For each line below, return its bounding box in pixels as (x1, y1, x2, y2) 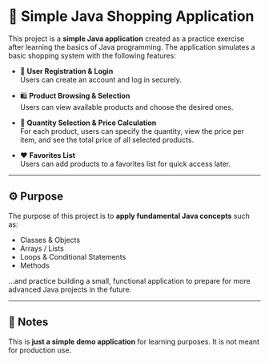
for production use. (8, 345, 72, 355)
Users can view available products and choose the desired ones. (19, 102, 234, 111)
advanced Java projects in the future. (8, 284, 132, 294)
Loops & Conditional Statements (19, 252, 126, 261)
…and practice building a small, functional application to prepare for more (8, 276, 251, 285)
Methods (19, 260, 50, 270)
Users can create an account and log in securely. (19, 75, 183, 84)
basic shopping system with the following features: (8, 50, 176, 60)
